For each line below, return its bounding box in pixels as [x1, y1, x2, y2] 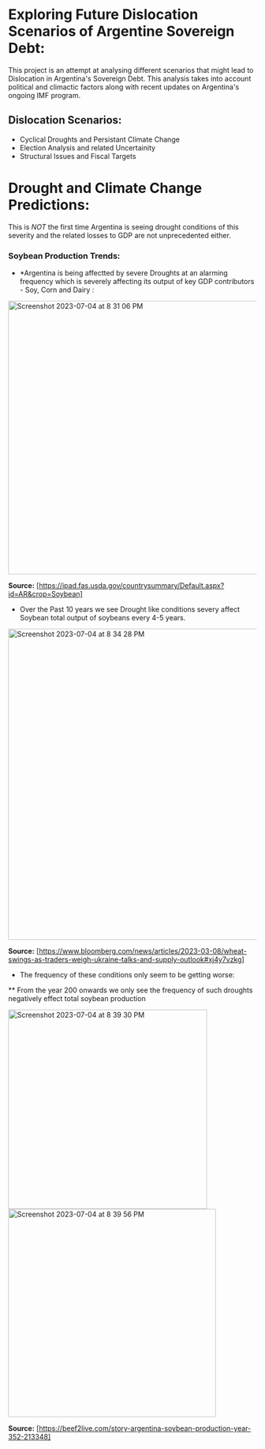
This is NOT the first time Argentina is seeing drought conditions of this [8, 222, 239, 231]
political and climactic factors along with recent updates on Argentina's [8, 82, 240, 92]
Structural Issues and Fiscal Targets [19, 151, 136, 161]
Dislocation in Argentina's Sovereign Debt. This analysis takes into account [8, 74, 252, 83]
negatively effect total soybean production [8, 993, 146, 1003]
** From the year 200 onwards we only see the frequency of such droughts [8, 985, 253, 995]
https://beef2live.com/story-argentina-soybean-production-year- [39, 1423, 252, 1433]
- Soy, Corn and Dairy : [19, 285, 95, 294]
